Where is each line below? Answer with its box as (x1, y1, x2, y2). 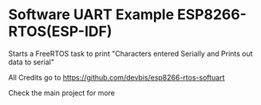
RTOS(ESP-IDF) (8, 22, 113, 41)
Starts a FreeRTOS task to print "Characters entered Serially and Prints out (8, 49, 253, 58)
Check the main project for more (8, 87, 116, 97)
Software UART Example (8, 6, 174, 24)
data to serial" (8, 57, 54, 67)
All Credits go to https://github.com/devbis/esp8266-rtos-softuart (8, 72, 225, 82)
